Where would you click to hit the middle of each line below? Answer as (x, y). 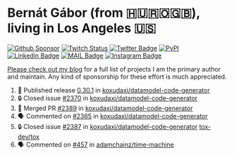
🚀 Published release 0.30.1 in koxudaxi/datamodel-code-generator (113, 90)
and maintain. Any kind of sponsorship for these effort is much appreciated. (117, 76)
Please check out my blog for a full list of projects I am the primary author (114, 69)
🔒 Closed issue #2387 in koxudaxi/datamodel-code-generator (107, 126)
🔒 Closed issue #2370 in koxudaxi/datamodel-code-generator (107, 98)
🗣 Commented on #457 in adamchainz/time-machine (96, 144)
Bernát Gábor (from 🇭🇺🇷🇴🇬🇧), (104, 13)
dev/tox (29, 136)
